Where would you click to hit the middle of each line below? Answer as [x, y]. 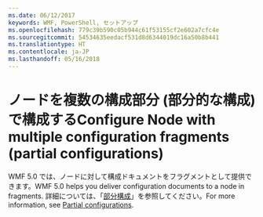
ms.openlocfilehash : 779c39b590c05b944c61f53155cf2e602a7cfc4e [114, 30]
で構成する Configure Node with [112, 120]
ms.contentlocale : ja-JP [49, 52]
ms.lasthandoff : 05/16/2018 [54, 60]
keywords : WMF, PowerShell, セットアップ [73, 23]
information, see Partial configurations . [71, 204]
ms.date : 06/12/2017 [42, 15]
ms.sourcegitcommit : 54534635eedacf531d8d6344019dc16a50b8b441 [114, 37]
